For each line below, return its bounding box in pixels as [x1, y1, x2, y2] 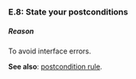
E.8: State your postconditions [8, 6, 129, 18]
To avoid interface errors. [8, 46, 91, 56]
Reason [8, 26, 34, 36]
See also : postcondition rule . [8, 61, 103, 71]
